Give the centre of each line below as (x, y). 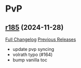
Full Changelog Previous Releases (41, 39)
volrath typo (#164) (33, 54)
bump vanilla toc (30, 60)
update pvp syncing (33, 49)
